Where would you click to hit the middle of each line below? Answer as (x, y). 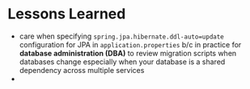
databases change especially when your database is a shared (122, 62)
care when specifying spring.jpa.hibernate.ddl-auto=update (121, 36)
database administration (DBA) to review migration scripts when (128, 53)
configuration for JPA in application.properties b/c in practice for (130, 44)
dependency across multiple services (82, 70)
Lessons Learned (67, 14)
